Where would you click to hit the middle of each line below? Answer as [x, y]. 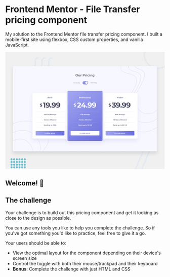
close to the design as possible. [38, 218]
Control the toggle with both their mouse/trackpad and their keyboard [85, 263]
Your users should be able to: [36, 243]
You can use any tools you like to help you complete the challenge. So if [80, 228]
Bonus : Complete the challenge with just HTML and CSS [71, 269]
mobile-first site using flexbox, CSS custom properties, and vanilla [74, 39]
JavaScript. [17, 45]
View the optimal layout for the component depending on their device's [87, 253]
